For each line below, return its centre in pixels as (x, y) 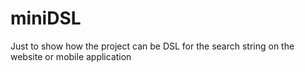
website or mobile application (71, 56)
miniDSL (46, 18)
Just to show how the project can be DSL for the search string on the (152, 46)
